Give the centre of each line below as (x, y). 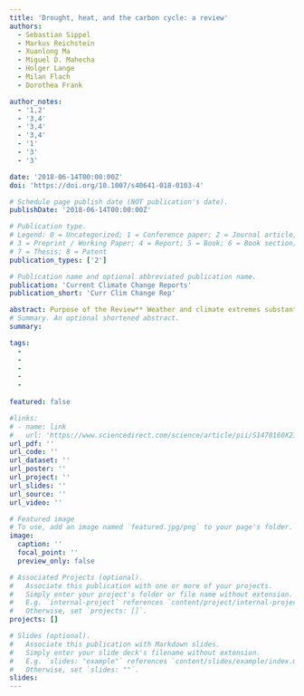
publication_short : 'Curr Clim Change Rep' (93, 294)
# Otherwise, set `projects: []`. (78, 611)
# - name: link (38, 427)
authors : (26, 26)
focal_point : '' (48, 553)
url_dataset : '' (40, 460)
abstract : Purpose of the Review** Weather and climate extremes (135, 310)
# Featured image (42, 519)
